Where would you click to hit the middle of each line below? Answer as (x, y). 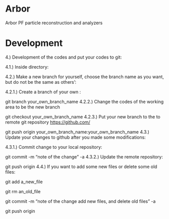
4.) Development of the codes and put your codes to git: (64, 57)
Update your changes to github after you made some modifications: (76, 137)
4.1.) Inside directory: (27, 67)
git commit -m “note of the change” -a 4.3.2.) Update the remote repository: (84, 156)
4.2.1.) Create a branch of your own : (43, 92)
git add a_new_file (24, 182)
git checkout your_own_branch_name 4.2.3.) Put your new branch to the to (83, 117)
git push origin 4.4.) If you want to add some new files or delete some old (81, 167)
